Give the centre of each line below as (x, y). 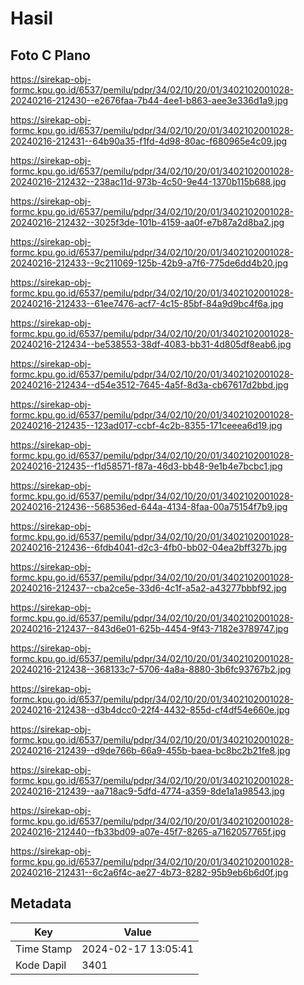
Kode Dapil (41, 965)
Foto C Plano (50, 55)
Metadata (41, 903)
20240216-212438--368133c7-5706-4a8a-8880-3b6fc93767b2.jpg (151, 669)
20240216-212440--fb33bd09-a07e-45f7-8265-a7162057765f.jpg (148, 831)
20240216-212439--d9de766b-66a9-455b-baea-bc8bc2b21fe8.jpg (150, 750)
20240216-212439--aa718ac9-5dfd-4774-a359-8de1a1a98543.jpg (147, 791)
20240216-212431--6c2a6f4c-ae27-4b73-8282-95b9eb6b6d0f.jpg (149, 872)
